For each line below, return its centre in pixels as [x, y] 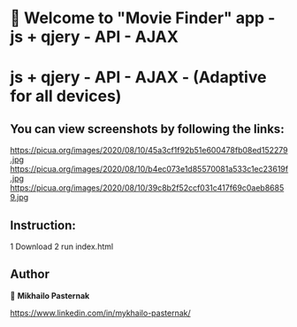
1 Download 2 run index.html [62, 246]
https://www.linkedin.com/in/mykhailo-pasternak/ [100, 313]
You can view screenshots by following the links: [148, 129]
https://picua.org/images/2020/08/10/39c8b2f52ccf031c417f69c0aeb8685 [147, 188]
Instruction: [43, 225]
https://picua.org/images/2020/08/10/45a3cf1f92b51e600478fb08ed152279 [149, 151]
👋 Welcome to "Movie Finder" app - [143, 18]
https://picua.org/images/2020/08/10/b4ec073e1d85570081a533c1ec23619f [149, 169]
